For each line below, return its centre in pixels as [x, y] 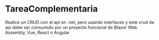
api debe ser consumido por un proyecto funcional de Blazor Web [71, 27]
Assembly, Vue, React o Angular [37, 32]
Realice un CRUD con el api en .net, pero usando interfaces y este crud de [80, 22]
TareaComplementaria [51, 9]
